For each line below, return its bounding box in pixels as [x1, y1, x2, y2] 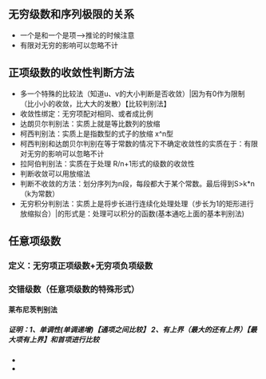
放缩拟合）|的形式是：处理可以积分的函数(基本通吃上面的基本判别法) [19, 209, 245, 218]
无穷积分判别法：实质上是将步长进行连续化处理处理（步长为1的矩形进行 [19, 198, 254, 208]
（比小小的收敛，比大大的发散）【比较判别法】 [19, 98, 171, 108]
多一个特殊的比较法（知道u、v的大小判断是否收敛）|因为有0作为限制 [19, 89, 245, 98]
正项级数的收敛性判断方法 [8, 66, 134, 80]
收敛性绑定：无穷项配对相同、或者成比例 [19, 109, 153, 118]
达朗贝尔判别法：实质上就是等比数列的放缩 [19, 118, 161, 128]
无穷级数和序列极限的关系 [8, 7, 134, 22]
